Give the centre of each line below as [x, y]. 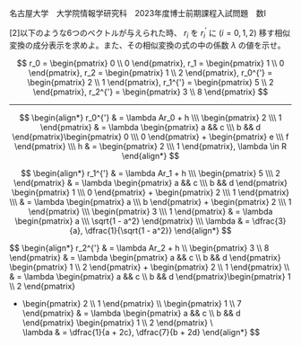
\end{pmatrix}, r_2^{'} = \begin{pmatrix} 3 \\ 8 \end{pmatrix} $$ [150, 92]
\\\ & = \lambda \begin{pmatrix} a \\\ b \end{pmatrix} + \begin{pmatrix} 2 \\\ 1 [150, 202]
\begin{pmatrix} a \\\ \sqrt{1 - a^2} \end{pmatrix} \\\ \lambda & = [133, 221]
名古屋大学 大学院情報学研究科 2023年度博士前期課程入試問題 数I [138, 13]
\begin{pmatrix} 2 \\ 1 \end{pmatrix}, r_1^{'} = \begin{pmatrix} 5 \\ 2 [150, 83]
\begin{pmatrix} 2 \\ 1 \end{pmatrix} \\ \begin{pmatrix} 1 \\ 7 [132, 304]
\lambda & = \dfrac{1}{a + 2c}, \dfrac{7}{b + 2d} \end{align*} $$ [141, 333]
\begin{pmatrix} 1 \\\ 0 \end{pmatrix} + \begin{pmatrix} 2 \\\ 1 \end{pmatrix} [150, 192]
